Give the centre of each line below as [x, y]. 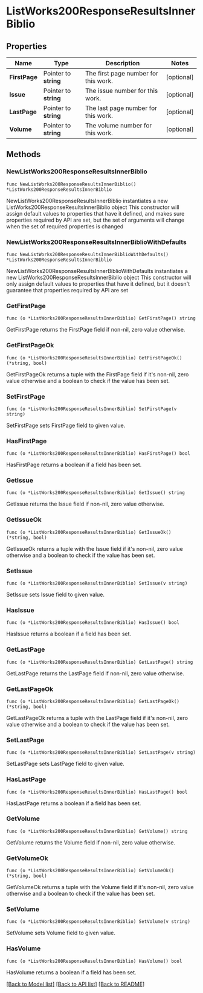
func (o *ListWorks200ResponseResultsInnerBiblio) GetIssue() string [96, 493]
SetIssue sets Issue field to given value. [55, 595]
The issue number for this [122, 91]
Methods [24, 154]
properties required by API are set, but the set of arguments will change [95, 220]
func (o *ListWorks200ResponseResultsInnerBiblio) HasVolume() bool [94, 961]
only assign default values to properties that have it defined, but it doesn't [98, 284]
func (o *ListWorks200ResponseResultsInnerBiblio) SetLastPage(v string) [101, 753]
